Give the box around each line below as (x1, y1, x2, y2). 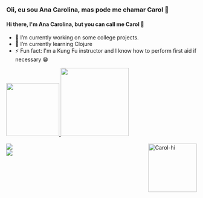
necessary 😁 (14, 56, 48, 63)
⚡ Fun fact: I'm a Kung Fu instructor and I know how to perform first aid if (14, 47, 197, 54)
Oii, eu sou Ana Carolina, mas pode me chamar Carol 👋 (6, 5, 169, 14)
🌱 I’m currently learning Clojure (14, 41, 92, 48)
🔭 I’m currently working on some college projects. (14, 34, 139, 41)
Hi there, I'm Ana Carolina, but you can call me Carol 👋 (6, 21, 144, 28)
